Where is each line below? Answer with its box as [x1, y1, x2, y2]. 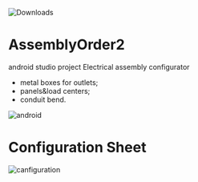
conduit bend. [19, 95, 67, 104]
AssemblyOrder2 [8, 36, 126, 54]
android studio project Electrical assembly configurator [8, 62, 190, 71]
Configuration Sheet [8, 139, 147, 156]
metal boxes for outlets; [19, 77, 99, 87]
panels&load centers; [19, 86, 91, 95]
